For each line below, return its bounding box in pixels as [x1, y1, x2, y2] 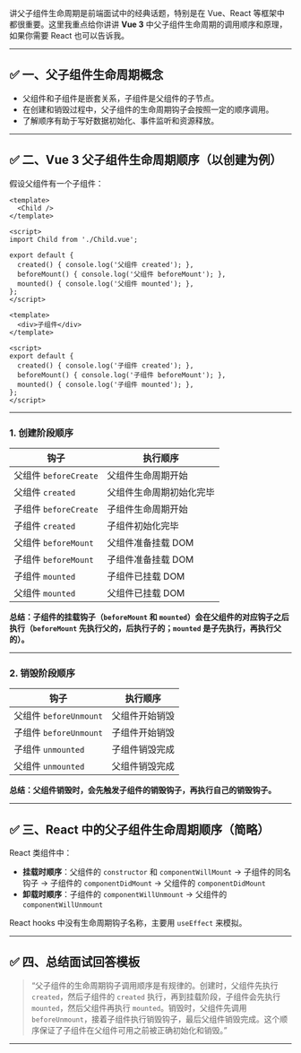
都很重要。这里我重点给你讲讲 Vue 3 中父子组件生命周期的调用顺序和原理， [9, 19, 288, 30]
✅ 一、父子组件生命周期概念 [9, 67, 164, 82]
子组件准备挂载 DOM [107, 553, 194, 565]
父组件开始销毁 [111, 710, 175, 722]
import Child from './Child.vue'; [9, 235, 139, 244]
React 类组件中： [9, 848, 73, 859]
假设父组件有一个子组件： [9, 177, 104, 188]
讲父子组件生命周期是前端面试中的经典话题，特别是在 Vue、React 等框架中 [9, 8, 285, 18]
